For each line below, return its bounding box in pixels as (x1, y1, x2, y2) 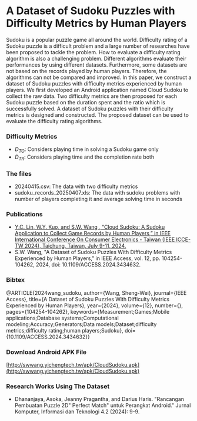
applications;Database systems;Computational (6, 314, 119, 321)
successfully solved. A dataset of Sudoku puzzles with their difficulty (6, 105, 173, 112)
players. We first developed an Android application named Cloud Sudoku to (6, 86, 189, 93)
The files (6, 169, 32, 177)
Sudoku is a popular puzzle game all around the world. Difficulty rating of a (6, 36, 188, 43)
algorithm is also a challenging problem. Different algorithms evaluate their (6, 55, 186, 62)
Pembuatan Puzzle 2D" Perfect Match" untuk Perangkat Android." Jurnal (14, 402, 191, 409)
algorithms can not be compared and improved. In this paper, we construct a (6, 74, 192, 81)
